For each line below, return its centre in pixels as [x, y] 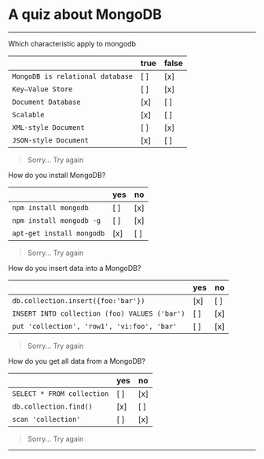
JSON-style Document [50, 140]
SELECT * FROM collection [60, 394]
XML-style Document [48, 127]
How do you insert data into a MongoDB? [75, 268]
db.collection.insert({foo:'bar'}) [79, 300]
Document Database [46, 102]
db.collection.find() [52, 406]
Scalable [28, 115]
